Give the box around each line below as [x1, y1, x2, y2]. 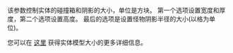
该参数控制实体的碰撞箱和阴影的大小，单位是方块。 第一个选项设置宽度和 [7, 6, 220, 14]
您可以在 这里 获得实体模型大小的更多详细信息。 [7, 38, 147, 47]
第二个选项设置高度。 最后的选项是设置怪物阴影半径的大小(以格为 [19, 15, 210, 23]
